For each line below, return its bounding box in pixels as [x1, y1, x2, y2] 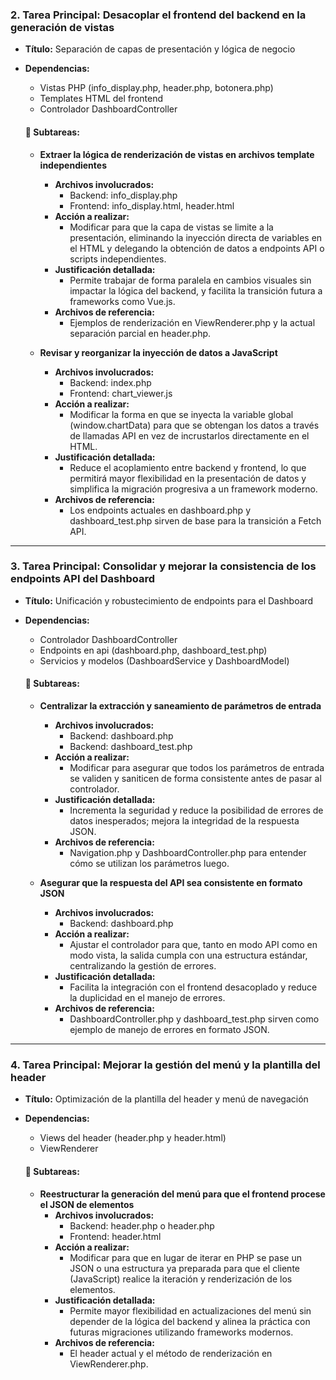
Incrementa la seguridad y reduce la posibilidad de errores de [69, 804, 324, 816]
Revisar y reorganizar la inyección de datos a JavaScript [39, 346, 278, 358]
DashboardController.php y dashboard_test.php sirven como [69, 1013, 320, 1025]
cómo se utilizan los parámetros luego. [69, 858, 230, 869]
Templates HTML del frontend [39, 93, 164, 105]
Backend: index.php [69, 376, 152, 388]
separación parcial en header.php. [69, 327, 212, 339]
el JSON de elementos [39, 1198, 135, 1210]
